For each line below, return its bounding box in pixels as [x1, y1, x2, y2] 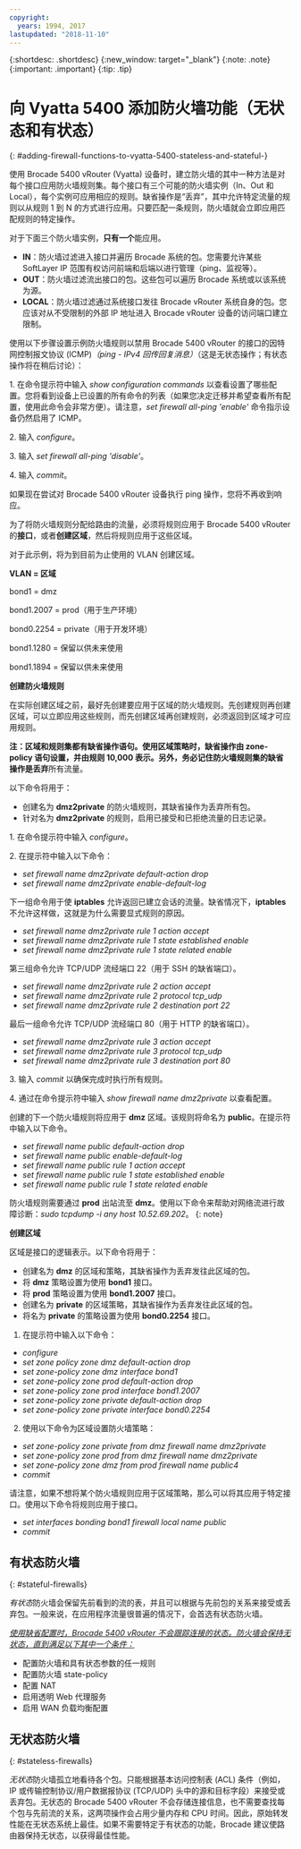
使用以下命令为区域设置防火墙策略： [21, 1423, 156, 1434]
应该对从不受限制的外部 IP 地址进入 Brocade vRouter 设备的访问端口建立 [21, 308, 288, 319]
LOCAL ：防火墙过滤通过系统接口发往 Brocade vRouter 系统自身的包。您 [21, 296, 288, 307]
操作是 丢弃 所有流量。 [9, 763, 88, 774]
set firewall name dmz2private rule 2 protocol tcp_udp [21, 991, 222, 1001]
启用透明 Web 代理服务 [21, 1691, 107, 1702]
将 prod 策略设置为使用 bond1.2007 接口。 [21, 1288, 181, 1299]
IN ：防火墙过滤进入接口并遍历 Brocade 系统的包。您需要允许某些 [21, 251, 262, 262]
